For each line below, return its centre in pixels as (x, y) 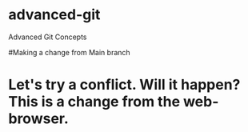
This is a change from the (94, 102)
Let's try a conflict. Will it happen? (124, 85)
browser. (39, 119)
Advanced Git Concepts (48, 37)
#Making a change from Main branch (69, 52)
